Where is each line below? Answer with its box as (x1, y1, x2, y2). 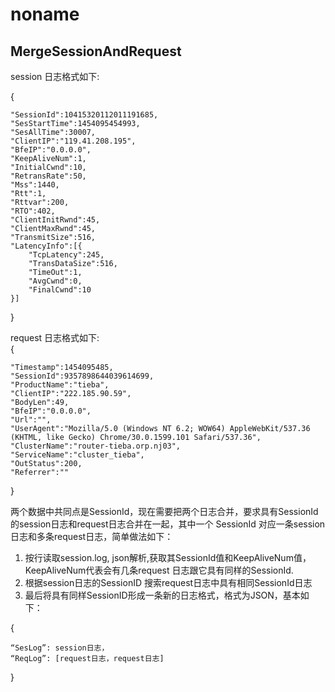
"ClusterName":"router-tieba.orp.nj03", (10, 441, 182, 451)
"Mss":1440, (10, 180, 60, 190)
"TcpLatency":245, (28, 250, 105, 260)
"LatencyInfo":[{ (10, 241, 83, 251)
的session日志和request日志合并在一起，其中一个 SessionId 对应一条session (10, 518, 326, 530)
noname (10, 3, 80, 26)
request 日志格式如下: (10, 332, 100, 343)
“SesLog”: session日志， (10, 643, 110, 653)
